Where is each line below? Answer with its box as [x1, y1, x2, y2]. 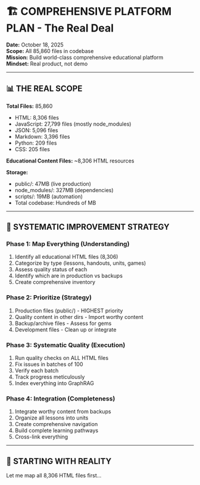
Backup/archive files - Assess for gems [14, 320, 112, 327]
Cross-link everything [14, 433, 68, 440]
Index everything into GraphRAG [14, 380, 94, 387]
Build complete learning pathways [14, 427, 99, 434]
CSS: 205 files [14, 145, 51, 152]
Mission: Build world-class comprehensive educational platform [6, 54, 164, 61]
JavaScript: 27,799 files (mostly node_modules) [14, 120, 132, 127]
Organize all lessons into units [14, 414, 89, 421]
